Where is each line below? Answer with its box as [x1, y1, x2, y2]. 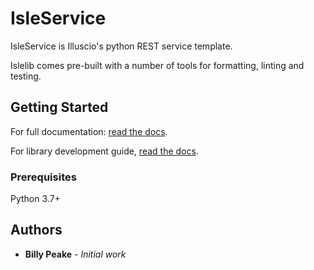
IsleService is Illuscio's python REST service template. [10, 40, 233, 52]
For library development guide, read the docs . [10, 145, 199, 157]
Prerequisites [10, 170, 77, 184]
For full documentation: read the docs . [10, 125, 168, 137]
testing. [10, 70, 42, 82]
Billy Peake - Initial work [24, 248, 127, 260]
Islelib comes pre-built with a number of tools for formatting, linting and [10, 59, 305, 71]
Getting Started [10, 99, 109, 116]
